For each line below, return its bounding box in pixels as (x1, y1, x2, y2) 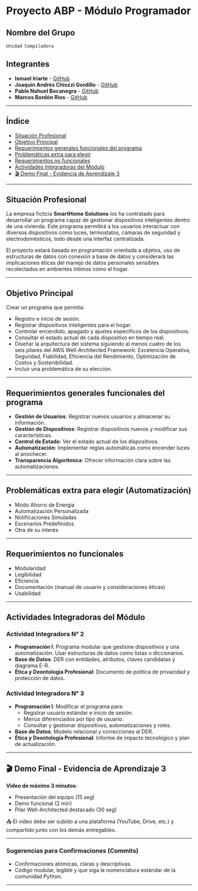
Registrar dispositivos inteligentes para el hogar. (14, 321, 132, 328)
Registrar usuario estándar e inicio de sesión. (23, 709, 134, 716)
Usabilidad (14, 590, 41, 597)
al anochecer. (14, 451, 48, 458)
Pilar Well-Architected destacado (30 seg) (14, 806, 117, 813)
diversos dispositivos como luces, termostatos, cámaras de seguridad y (6, 229, 181, 236)
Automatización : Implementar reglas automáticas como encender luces (14, 444, 190, 452)
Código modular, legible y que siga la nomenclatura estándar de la (14, 866, 176, 873)
